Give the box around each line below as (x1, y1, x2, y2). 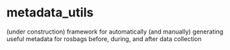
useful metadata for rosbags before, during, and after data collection (6, 34, 202, 42)
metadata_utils (6, 5, 94, 21)
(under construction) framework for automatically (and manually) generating (6, 27, 224, 36)
